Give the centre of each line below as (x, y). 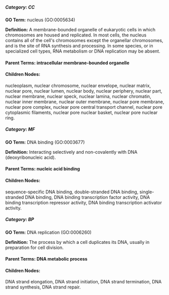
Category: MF (20, 130)
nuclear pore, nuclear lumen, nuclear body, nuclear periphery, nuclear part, (84, 91)
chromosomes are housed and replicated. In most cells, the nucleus (76, 35)
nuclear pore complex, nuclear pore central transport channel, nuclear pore (84, 107)
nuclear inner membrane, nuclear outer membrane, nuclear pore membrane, (85, 102)
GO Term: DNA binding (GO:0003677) (45, 142)
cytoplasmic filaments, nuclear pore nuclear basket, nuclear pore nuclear (81, 112)
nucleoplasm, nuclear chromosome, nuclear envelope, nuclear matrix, (78, 86)
